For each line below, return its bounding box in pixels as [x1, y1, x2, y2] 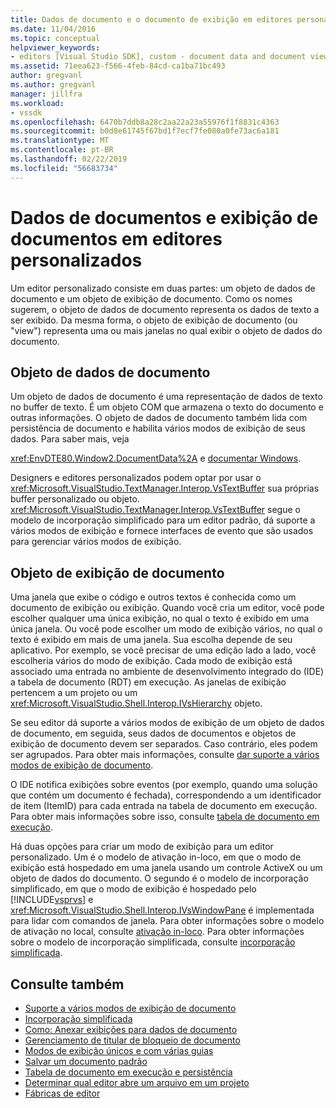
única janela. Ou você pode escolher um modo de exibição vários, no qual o [10, 623, 323, 635]
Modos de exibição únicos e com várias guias [24, 1045, 214, 1056]
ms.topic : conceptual [10, 33, 101, 43]
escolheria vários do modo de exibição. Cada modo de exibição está [10, 655, 293, 667]
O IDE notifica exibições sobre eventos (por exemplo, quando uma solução [10, 779, 318, 791]
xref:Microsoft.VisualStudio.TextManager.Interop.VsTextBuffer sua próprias [10, 482, 320, 495]
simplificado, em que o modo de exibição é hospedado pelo [10, 883, 257, 895]
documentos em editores [10, 227, 223, 250]
